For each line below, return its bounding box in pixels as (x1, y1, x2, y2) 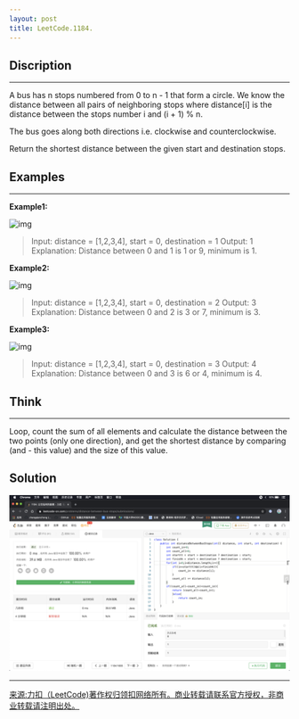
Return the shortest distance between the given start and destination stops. (9, 144, 287, 154)
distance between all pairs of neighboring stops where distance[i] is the (9, 99, 273, 111)
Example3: (9, 324, 51, 335)
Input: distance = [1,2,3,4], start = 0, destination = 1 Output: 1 (30, 236, 254, 247)
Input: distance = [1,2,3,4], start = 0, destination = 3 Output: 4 (30, 359, 257, 369)
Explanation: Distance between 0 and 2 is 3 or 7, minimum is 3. (30, 307, 261, 318)
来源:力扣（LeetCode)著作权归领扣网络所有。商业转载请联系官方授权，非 (9, 689, 277, 699)
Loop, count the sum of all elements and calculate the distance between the (9, 426, 287, 436)
